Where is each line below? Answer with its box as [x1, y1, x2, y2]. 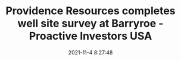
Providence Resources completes [5, 4, 176, 18]
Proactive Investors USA [29, 30, 152, 43]
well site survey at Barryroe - [17, 17, 164, 30]
